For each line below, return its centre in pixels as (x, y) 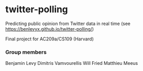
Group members (26, 52)
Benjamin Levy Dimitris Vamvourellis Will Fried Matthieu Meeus (72, 63)
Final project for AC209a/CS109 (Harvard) (49, 39)
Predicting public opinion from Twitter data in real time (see (68, 23)
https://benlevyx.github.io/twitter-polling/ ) (49, 29)
